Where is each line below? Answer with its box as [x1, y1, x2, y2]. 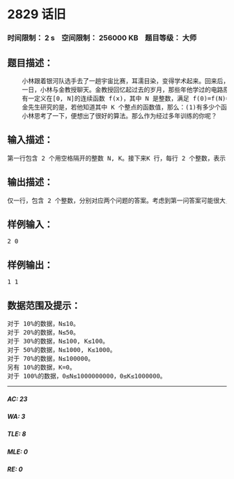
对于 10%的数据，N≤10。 [7, 319, 80, 327]
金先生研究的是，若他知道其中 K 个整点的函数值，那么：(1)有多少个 [22, 103, 221, 111]
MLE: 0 [7, 448, 28, 456]
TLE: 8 [7, 430, 26, 439]
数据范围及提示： [7, 300, 81, 311]
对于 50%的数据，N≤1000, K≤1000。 [7, 346, 116, 353]
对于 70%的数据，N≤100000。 [7, 354, 95, 362]
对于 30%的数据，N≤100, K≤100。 [7, 337, 109, 345]
